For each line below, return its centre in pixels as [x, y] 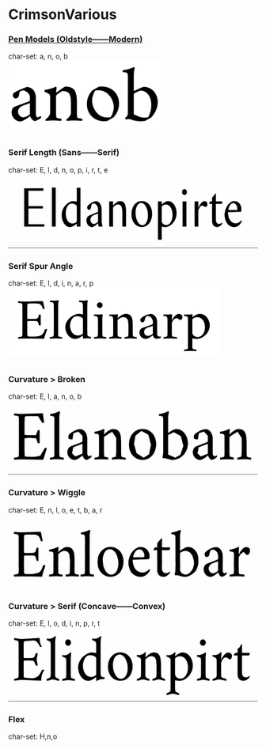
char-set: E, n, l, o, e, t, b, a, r [55, 510]
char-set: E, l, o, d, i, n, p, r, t [54, 623]
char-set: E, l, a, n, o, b [45, 396]
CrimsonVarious [63, 15]
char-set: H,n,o [33, 736]
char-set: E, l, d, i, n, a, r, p [51, 283]
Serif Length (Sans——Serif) [64, 153]
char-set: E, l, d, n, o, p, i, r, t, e [58, 170]
